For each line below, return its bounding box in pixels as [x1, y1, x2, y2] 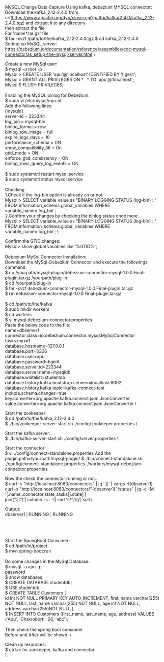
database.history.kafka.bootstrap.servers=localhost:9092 [5, 380, 122, 385]
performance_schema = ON [5, 140, 61, 145]
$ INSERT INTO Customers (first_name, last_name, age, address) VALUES [5, 611, 155, 617]
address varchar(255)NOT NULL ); [5, 606, 75, 611]
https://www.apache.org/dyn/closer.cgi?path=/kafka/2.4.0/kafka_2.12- [12, 15, 155, 20]
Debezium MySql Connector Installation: [5, 254, 87, 259]
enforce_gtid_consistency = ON [5, 155, 69, 161]
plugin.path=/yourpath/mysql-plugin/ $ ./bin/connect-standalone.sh [5, 456, 143, 461]
